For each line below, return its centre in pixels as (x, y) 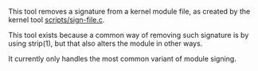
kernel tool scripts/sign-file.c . (57, 20)
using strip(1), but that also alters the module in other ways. (106, 43)
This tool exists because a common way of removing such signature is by (129, 35)
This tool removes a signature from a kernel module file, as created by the (129, 11)
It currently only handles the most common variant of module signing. (122, 59)
